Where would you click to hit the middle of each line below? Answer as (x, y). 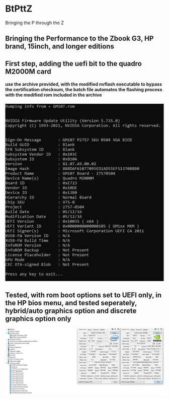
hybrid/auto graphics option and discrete (71, 311)
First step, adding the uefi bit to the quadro (73, 63)
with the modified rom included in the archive (54, 95)
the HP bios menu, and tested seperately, (71, 303)
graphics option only (38, 319)
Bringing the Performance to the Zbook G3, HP (79, 39)
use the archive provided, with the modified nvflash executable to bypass (84, 84)
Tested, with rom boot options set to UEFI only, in (83, 295)
